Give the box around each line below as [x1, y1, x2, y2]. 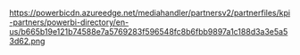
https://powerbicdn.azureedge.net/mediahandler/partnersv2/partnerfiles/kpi [9, 8, 291, 18]
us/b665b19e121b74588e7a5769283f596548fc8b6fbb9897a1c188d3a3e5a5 [9, 27, 288, 36]
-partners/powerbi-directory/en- [9, 17, 129, 27]
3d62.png [9, 35, 46, 46]
